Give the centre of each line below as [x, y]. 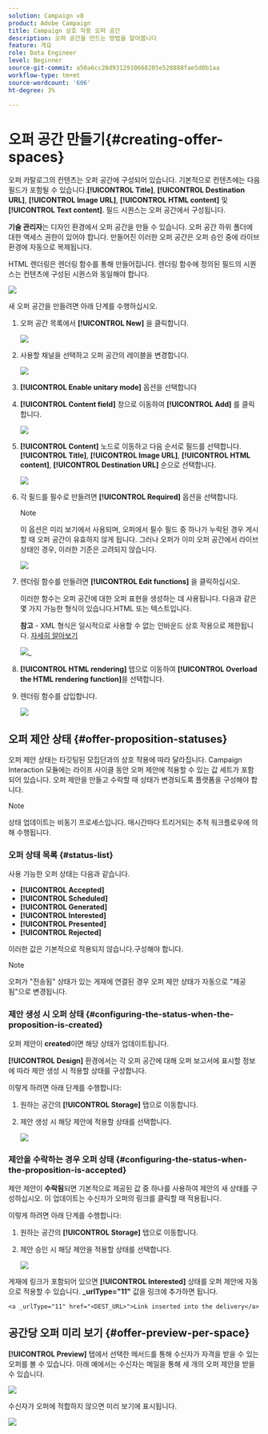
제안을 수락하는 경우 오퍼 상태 [61, 1159]
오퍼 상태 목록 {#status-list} [61, 856]
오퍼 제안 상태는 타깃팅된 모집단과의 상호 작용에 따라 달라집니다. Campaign [125, 760]
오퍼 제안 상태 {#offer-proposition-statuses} [118, 739]
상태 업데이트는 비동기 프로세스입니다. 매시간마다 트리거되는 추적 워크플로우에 [129, 823]
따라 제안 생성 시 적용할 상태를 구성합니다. [82, 1070]
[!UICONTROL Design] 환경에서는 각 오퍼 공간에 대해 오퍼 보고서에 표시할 [125, 1060]
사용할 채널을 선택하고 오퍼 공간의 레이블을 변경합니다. [104, 355]
